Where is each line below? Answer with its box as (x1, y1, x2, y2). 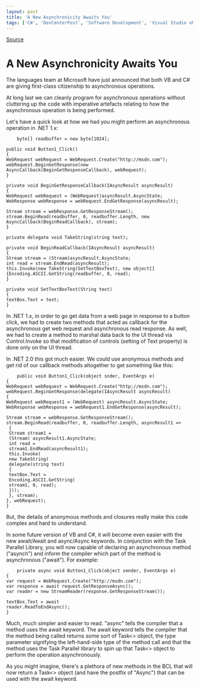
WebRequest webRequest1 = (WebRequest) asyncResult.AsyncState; (6, 399, 168, 405)
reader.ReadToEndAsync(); (6, 604, 70, 610)
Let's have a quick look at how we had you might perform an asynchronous (6, 118, 190, 125)
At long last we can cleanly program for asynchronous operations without (6, 94, 185, 101)
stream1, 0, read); (8, 482, 57, 488)
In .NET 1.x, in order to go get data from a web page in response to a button (6, 313, 190, 320)
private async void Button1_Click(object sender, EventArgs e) (17, 568, 176, 574)
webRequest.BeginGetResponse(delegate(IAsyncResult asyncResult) (6, 389, 171, 395)
